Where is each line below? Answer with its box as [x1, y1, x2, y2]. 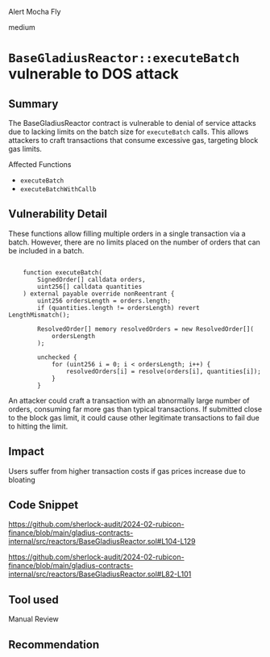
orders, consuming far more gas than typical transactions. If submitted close [8, 404, 263, 414]
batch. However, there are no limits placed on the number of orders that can [8, 237, 260, 247]
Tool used [8, 592, 59, 606]
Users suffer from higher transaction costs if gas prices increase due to [8, 466, 246, 475]
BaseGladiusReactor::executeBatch [8, 51, 240, 66]
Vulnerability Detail [8, 207, 107, 221]
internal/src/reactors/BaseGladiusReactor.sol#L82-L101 [8, 569, 192, 580]
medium [8, 23, 35, 31]
